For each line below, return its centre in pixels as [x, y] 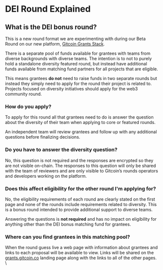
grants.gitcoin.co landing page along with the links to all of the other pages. [81, 258]
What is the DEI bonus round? [51, 27]
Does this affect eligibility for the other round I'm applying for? [81, 188]
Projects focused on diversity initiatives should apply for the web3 [71, 89]
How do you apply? [28, 106]
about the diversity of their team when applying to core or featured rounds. [80, 123]
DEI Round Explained [48, 9]
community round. [24, 94]
